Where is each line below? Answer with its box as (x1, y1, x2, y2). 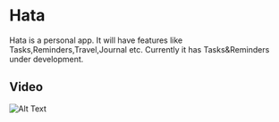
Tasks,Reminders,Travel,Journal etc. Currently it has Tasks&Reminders (9, 44, 270, 54)
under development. (9, 53, 84, 64)
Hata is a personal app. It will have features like (9, 35, 183, 45)
